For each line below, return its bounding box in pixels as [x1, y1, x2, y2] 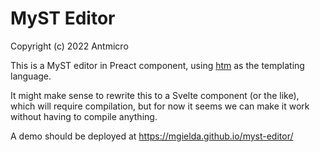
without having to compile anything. [10, 110, 158, 122]
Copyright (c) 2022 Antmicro [10, 40, 129, 52]
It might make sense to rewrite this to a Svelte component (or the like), [10, 89, 300, 101]
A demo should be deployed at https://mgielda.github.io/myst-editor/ [10, 130, 294, 142]
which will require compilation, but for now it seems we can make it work [10, 100, 310, 112]
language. [10, 70, 52, 82]
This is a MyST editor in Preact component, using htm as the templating [10, 59, 305, 71]
